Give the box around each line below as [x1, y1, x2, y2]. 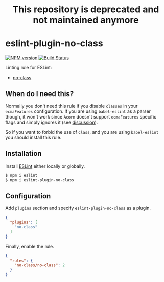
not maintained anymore [33, 14, 139, 26]
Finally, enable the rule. [5, 243, 55, 249]
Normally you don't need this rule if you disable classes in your [5, 103, 138, 109]
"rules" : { [10, 258, 33, 263]
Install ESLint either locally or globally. [5, 162, 85, 169]
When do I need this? [5, 89, 74, 98]
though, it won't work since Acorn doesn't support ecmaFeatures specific [5, 113, 157, 120]
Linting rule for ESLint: [5, 65, 52, 71]
